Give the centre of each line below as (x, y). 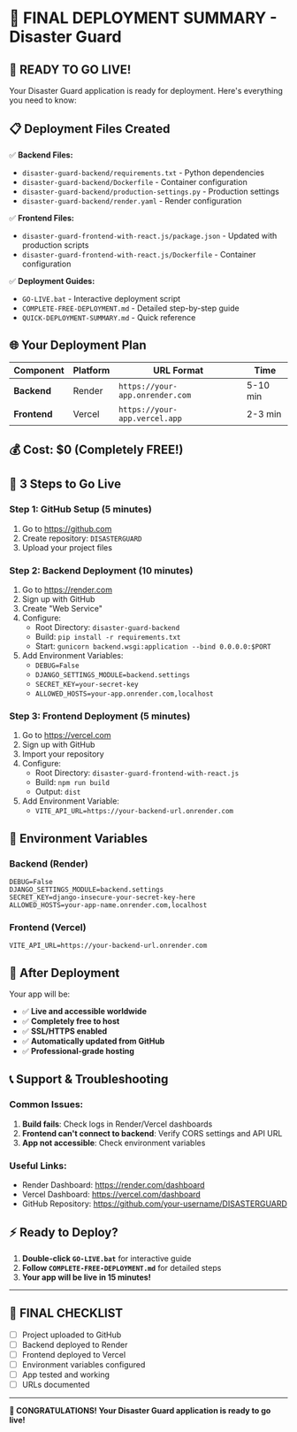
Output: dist (58, 792)
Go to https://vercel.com (66, 735)
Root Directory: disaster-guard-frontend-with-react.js (137, 773)
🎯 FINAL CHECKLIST (66, 1313)
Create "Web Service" (62, 608)
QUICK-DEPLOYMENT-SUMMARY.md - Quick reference (109, 317)
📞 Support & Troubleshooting (89, 1079)
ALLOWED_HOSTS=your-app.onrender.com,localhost (124, 694)
